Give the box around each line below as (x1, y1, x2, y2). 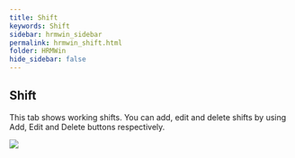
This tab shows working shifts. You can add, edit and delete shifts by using (9, 111, 287, 122)
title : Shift (9, 13, 58, 22)
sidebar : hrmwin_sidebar (9, 30, 103, 39)
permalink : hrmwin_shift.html (9, 38, 123, 48)
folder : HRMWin (9, 47, 67, 56)
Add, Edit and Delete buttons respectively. (9, 121, 165, 132)
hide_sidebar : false (9, 55, 87, 64)
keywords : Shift (9, 22, 70, 31)
